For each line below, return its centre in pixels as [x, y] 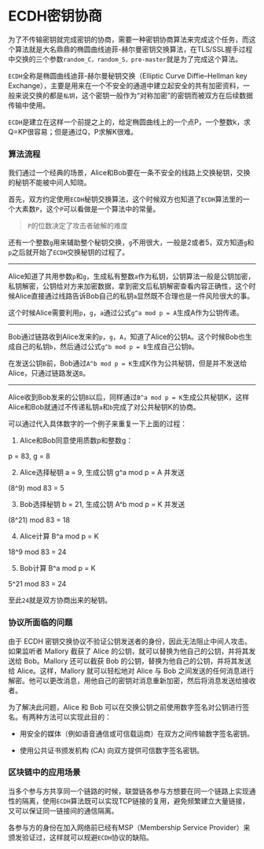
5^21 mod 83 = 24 [37, 584]
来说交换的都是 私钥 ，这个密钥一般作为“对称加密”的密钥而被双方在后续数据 [134, 95]
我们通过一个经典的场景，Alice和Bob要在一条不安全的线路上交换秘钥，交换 [129, 173]
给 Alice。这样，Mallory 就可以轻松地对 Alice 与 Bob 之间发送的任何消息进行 [131, 671]
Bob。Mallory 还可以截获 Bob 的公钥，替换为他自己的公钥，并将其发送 [137, 660]
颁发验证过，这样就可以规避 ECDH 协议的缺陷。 [81, 837]
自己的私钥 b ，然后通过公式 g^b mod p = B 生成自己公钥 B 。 [106, 347]
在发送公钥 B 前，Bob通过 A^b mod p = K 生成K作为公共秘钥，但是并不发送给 [128, 363]
